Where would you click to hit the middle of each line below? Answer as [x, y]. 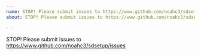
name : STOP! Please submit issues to [53, 12]
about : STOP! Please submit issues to [54, 17]
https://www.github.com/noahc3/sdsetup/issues [66, 46]
